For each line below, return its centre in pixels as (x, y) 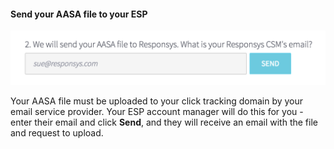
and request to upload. (57, 132)
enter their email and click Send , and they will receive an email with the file (164, 122)
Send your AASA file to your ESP (79, 14)
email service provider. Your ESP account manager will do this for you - (157, 111)
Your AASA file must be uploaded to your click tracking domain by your (157, 101)
